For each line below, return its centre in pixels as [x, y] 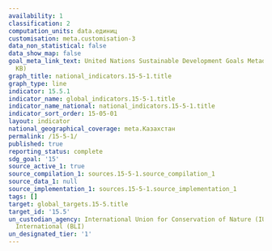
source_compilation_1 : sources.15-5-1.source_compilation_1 [112, 174]
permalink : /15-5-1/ [43, 136]
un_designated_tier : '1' [50, 234]
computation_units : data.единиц [63, 31]
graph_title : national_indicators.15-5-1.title [90, 76]
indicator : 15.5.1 [39, 91]
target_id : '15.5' [39, 211]
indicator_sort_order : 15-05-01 [63, 114]
